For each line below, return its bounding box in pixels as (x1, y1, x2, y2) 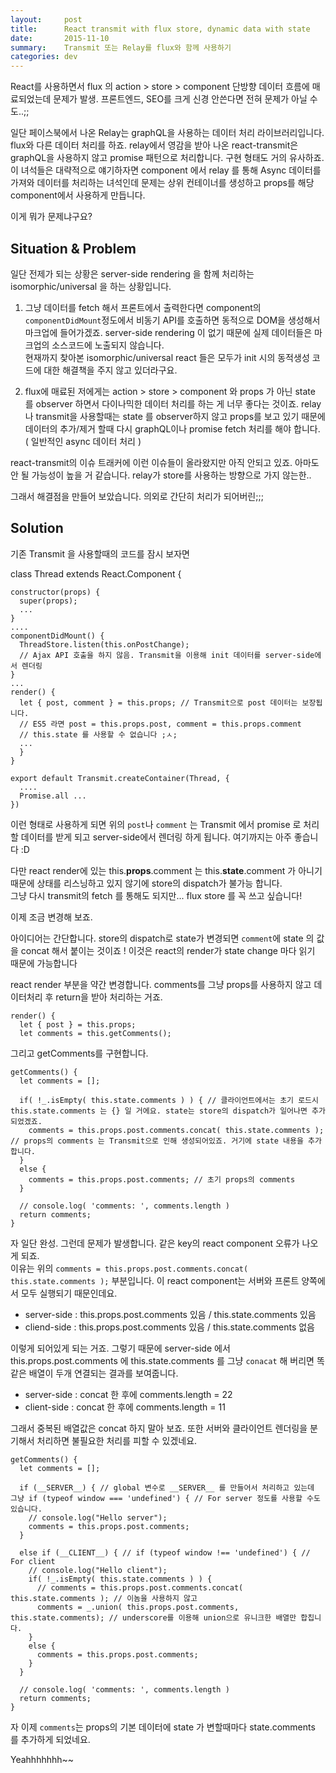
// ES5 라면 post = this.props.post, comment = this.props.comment (19, 719, 302, 729)
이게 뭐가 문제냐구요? (10, 211, 93, 223)
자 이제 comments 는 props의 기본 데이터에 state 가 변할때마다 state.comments (10, 1721, 316, 1733)
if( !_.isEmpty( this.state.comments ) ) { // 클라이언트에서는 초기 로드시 (19, 1095, 320, 1105)
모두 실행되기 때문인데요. (20, 1287, 118, 1299)
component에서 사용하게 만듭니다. (10, 189, 146, 201)
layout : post (10, 14, 83, 25)
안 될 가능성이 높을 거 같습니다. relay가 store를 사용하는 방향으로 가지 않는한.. (10, 469, 312, 481)
